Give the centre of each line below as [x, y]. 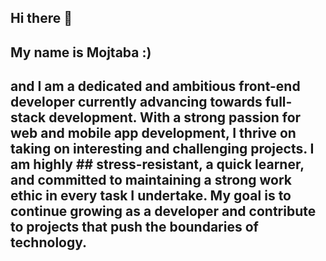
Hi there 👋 [41, 18]
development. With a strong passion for [175, 117]
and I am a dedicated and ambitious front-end [155, 86]
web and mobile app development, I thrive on [153, 133]
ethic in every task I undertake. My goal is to [151, 196]
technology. [49, 242]
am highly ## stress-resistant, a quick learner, [157, 164]
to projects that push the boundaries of [134, 227]
